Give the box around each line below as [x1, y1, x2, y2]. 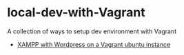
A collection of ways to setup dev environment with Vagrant [7, 27, 177, 35]
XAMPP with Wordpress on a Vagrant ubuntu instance [17, 40, 171, 48]
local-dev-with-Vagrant [7, 5, 146, 20]
